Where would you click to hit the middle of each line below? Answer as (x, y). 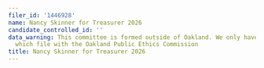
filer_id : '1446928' (42, 15)
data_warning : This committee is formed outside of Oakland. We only (125, 37)
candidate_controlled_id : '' (56, 30)
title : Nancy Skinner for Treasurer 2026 (77, 52)
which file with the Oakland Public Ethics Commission (107, 45)
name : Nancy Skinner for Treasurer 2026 (75, 23)
